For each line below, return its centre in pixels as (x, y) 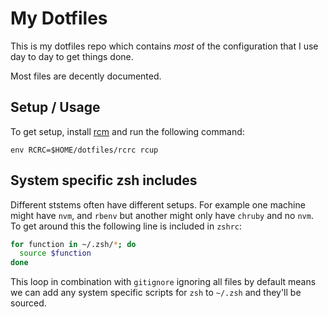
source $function (55, 253)
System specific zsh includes (104, 180)
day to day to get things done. (72, 56)
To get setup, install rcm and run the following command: (127, 131)
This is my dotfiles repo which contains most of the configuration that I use (164, 46)
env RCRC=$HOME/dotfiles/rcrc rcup (84, 150)
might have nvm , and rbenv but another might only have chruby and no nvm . (162, 215)
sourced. (28, 303)
